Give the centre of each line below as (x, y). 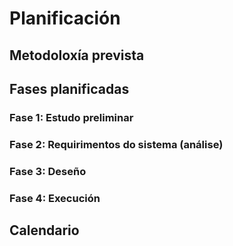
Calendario (44, 230)
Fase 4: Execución (55, 198)
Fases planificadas (69, 88)
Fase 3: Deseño (48, 171)
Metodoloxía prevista (77, 55)
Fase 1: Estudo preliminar (71, 117)
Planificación (65, 18)
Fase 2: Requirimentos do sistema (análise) (116, 144)
